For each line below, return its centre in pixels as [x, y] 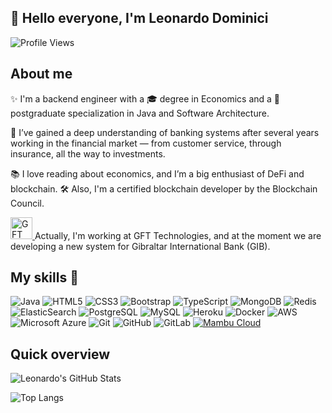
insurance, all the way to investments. [88, 153]
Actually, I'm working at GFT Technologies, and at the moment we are [178, 235]
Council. [27, 203]
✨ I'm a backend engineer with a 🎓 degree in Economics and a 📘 [145, 98]
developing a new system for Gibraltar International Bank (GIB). [140, 246]
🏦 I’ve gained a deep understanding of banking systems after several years [165, 132]
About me [41, 74]
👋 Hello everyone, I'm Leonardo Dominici [139, 18]
